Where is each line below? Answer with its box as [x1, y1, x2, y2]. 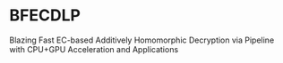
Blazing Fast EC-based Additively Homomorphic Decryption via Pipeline [9, 35, 275, 45]
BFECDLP [9, 5, 81, 26]
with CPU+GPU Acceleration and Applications [9, 43, 179, 54]
